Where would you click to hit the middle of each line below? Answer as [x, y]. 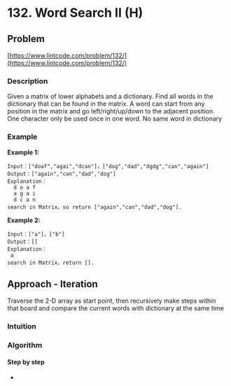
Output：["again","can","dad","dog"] [62, 174]
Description [28, 81]
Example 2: [24, 220]
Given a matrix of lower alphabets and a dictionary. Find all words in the [110, 97]
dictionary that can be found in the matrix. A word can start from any [106, 104]
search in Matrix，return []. [51, 263]
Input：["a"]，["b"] [36, 234]
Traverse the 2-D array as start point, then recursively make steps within [112, 301]
